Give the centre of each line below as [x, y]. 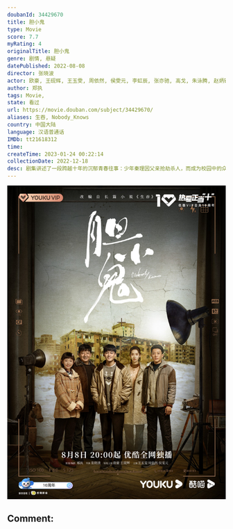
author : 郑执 [25, 88]
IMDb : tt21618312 [32, 139]
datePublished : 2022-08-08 [46, 66]
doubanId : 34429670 [35, 15]
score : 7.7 [23, 37]
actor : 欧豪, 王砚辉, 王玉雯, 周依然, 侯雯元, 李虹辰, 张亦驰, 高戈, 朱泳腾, [109, 81]
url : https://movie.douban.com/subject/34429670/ [80, 110]
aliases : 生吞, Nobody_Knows [48, 117]
